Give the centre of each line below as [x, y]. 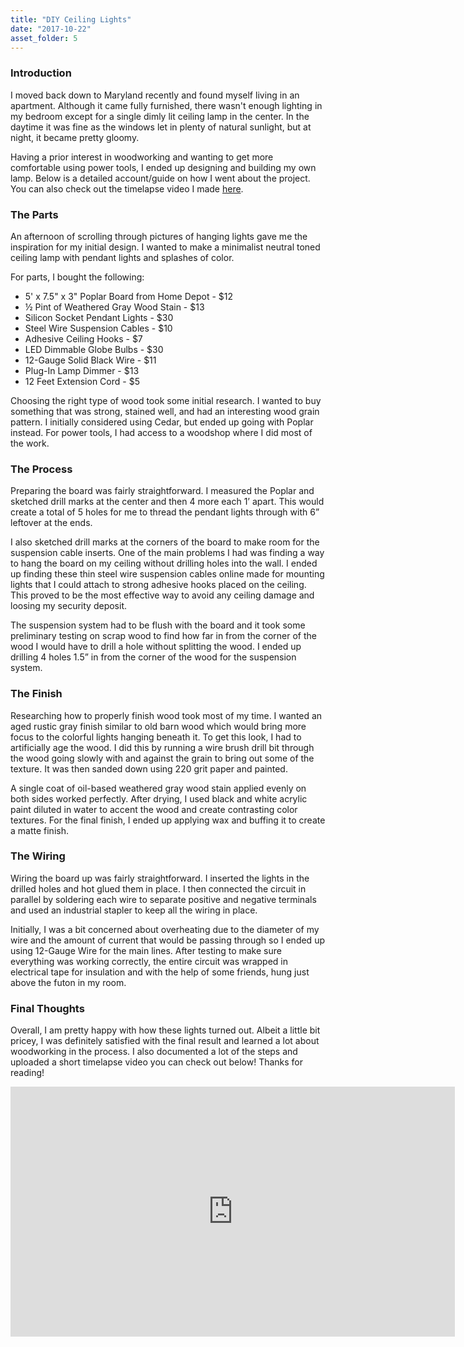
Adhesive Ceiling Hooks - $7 [83, 338]
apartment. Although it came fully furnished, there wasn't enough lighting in [166, 105]
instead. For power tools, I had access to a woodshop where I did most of [161, 432]
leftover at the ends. [51, 523]
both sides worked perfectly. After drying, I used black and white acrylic [159, 798]
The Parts [34, 214]
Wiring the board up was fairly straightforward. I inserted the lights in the [160, 878]
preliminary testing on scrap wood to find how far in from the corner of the [163, 636]
